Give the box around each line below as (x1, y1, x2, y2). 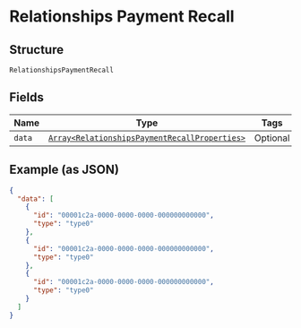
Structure (9, 42, 64, 57)
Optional (254, 132, 290, 144)
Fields (9, 90, 45, 105)
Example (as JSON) (9, 162, 119, 177)
